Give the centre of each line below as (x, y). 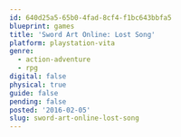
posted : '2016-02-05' (50, 110)
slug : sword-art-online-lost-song (75, 118)
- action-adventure (54, 59)
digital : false (38, 77)
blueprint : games (42, 26)
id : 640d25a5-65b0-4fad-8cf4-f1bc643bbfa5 (90, 18)
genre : (22, 51)
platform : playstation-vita (62, 43)
